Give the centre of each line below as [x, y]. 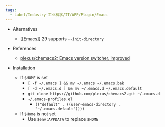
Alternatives [25, 29]
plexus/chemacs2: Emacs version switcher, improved [75, 58]
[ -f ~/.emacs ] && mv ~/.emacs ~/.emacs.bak [76, 83]
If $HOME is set [34, 77]
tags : [11, 10]
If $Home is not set [38, 114]
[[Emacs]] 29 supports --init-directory [62, 39]
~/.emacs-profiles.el [50, 99]
